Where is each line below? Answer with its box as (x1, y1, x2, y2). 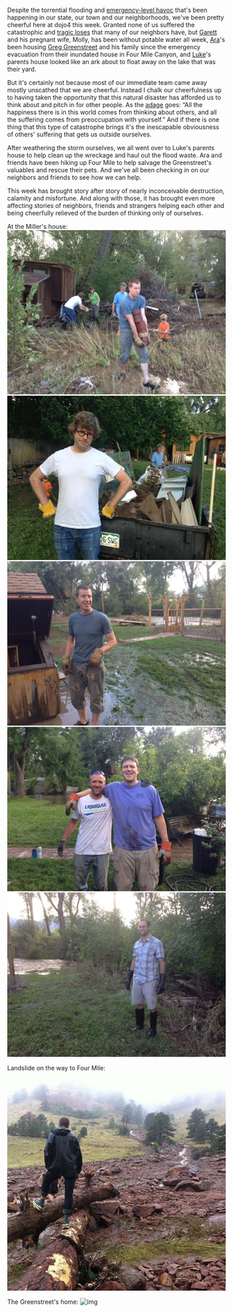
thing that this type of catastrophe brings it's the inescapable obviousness (7, 123, 220, 131)
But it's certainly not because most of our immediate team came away (7, 79, 207, 86)
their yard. (7, 65, 37, 73)
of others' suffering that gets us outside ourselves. (7, 130, 152, 138)
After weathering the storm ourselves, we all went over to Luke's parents (7, 144, 215, 152)
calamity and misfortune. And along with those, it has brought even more (7, 194, 216, 202)
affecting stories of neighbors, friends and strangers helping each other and (7, 202, 225, 209)
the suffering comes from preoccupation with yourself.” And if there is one (7, 115, 220, 124)
